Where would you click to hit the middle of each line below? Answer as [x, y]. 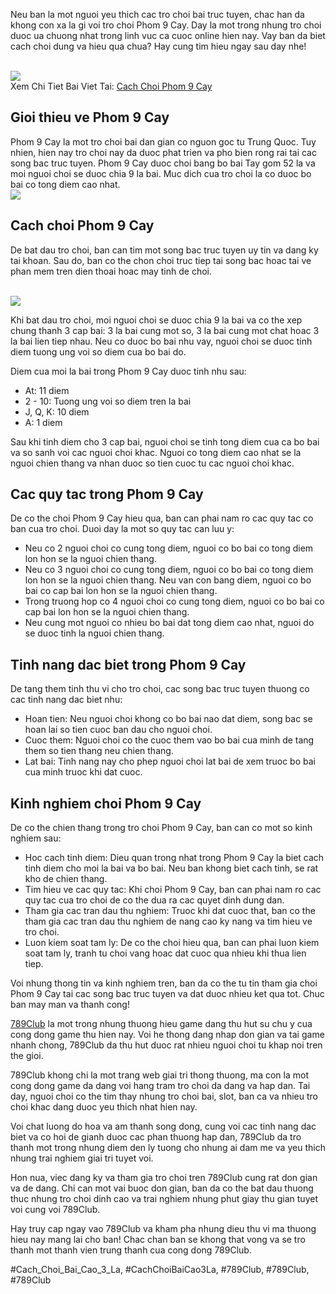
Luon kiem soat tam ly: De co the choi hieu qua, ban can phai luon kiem [172, 943]
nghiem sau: [36, 838]
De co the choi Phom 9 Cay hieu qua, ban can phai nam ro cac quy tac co [162, 518]
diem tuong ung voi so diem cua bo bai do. [98, 351]
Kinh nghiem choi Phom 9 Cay [106, 803]
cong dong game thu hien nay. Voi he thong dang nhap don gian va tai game [167, 1035]
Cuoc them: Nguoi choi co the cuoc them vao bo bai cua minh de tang [169, 740]
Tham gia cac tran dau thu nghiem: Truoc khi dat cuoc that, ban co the [170, 911]
